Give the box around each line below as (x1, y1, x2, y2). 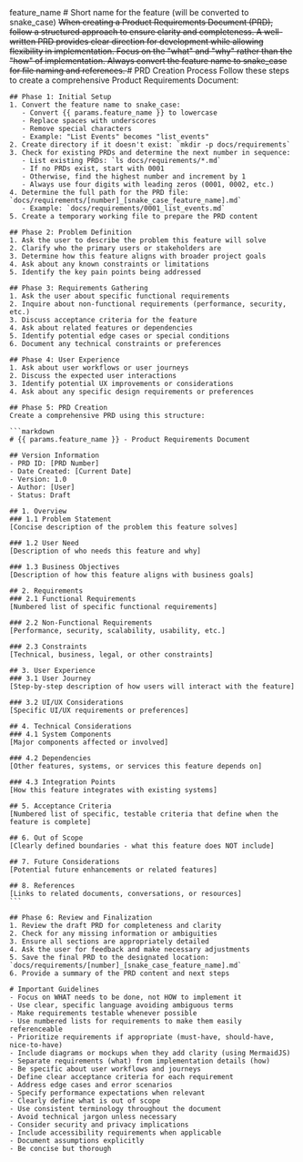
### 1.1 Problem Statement (9, 515, 112, 524)
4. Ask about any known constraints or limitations (9, 260, 209, 269)
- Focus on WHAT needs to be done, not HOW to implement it (9, 993, 243, 1002)
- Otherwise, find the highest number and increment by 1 (21, 172, 247, 181)
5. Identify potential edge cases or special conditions (9, 331, 230, 341)
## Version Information (9, 451, 100, 460)
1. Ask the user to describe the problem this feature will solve (9, 236, 267, 245)
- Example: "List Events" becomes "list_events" (21, 132, 209, 141)
